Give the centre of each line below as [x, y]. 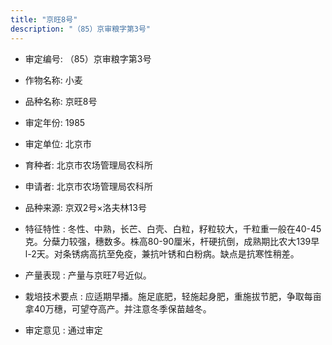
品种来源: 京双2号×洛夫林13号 [85, 207]
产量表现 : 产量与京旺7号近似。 [88, 275]
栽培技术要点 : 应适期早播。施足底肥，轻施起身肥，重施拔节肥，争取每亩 [173, 296]
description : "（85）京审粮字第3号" [81, 29]
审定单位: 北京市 [58, 143]
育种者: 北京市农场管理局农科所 [88, 165]
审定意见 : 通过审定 [63, 330]
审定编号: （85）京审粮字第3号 [88, 58]
